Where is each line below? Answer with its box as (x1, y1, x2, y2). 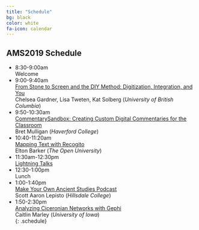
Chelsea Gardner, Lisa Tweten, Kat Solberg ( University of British (14, 96, 174, 103)
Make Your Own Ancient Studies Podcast (14, 185, 117, 193)
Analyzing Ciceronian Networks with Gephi (14, 205, 121, 212)
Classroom (14, 122, 42, 129)
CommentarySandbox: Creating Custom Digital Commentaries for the (14, 115, 187, 122)
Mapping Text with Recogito (14, 141, 85, 148)
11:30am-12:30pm (14, 154, 59, 161)
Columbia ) (14, 102, 41, 110)
